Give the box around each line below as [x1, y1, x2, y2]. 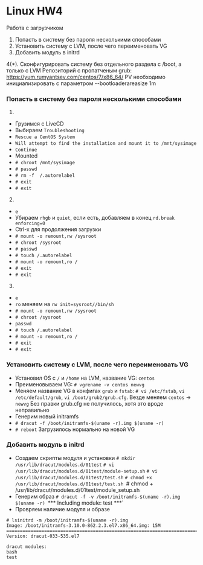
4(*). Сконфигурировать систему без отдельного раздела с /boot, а [6, 60, 182, 68]
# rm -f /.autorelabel [14, 173, 76, 179]
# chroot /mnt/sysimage [14, 160, 76, 166]
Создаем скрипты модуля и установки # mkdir [14, 454, 136, 461]
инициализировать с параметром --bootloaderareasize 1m [6, 80, 156, 87]
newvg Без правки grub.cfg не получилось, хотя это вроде [14, 400, 164, 407]
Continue [14, 147, 37, 153]
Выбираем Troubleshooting [14, 127, 85, 134]
